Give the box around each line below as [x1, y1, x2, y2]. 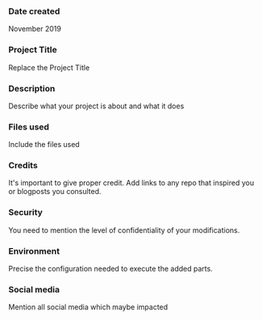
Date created [8, 6, 60, 17]
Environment [8, 245, 60, 256]
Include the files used [8, 140, 81, 149]
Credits [8, 160, 38, 171]
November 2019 [8, 24, 62, 34]
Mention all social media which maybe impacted [8, 302, 168, 312]
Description [8, 82, 56, 94]
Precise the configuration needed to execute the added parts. [8, 264, 214, 274]
